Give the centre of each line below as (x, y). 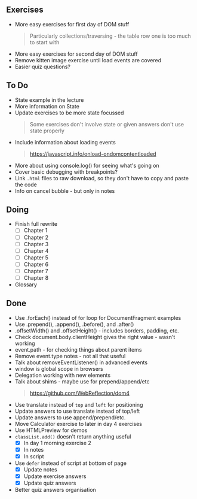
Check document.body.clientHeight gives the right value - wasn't (95, 337)
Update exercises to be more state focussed (69, 113)
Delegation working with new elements (63, 375)
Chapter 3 (36, 244)
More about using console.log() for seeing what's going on (87, 165)
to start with (44, 42)
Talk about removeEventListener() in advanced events (81, 362)
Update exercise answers (55, 476)
